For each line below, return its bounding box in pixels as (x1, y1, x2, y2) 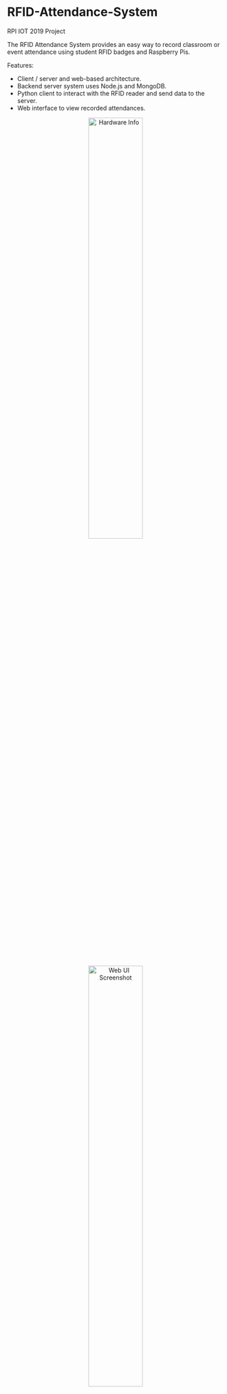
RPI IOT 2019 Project (7, 27, 65, 35)
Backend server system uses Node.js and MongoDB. (17, 82, 167, 90)
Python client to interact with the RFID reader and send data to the (17, 89, 205, 97)
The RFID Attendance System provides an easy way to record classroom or (7, 40, 220, 48)
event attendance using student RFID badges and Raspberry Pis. (7, 48, 191, 56)
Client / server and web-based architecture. (17, 74, 142, 83)
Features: (7, 61, 34, 69)
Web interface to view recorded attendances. (17, 104, 146, 112)
